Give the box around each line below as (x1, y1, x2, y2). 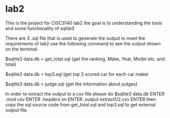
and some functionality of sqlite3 (5, 25, 75, 31)
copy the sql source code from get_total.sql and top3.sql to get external (5, 101, 156, 107)
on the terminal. (5, 46, 38, 52)
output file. (5, 107, 28, 113)
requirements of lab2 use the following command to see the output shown (5, 40, 161, 46)
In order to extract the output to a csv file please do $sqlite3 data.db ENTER (5, 91, 165, 97)
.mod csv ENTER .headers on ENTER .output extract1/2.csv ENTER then (5, 96, 156, 102)
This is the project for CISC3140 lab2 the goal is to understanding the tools (5, 20, 162, 26)
